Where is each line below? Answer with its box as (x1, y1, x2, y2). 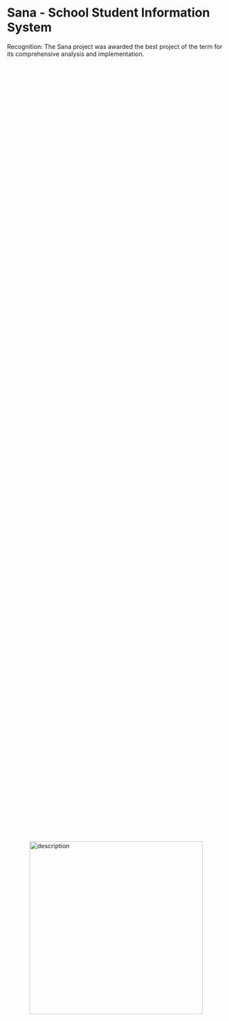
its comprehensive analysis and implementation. (7, 50, 145, 58)
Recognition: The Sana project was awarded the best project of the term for (7, 42, 223, 50)
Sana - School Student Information (7, 5, 210, 21)
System (7, 19, 53, 35)
